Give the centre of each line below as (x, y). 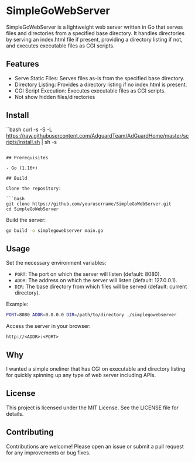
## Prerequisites (27, 158)
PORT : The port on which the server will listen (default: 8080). (88, 274)
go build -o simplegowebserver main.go (55, 230)
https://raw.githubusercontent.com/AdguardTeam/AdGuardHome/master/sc (97, 135)
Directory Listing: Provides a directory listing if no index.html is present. (101, 84)
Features (23, 64)
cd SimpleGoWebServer (32, 209)
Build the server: (26, 220)
